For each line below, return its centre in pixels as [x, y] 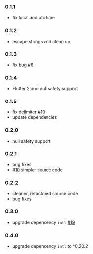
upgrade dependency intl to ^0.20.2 [50, 246]
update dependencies [35, 117]
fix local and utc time [34, 18]
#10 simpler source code [37, 170]
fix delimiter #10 [29, 112]
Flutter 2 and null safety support [45, 89]
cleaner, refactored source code [45, 194]
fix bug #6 [23, 65]
